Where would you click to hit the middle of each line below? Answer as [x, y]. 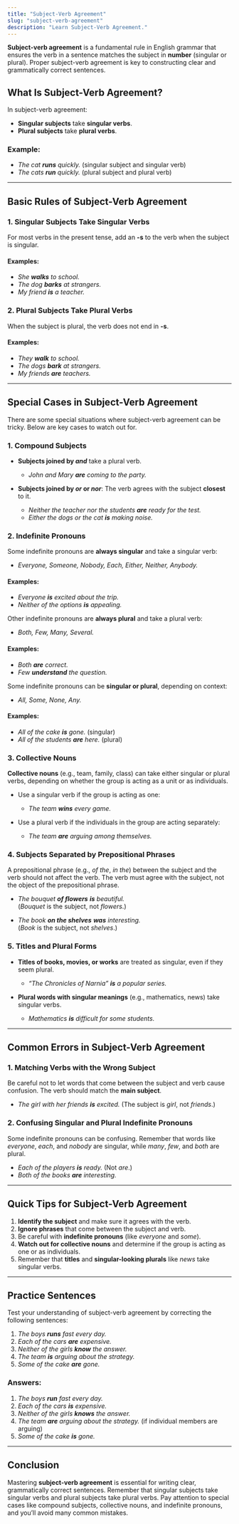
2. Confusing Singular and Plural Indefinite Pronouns [100, 1123]
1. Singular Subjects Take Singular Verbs [79, 221]
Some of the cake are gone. [59, 1365]
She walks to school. [48, 277]
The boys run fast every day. [60, 1398]
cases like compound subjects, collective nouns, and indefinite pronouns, [115, 1505]
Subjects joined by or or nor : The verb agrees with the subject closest [121, 488]
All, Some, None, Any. [49, 700]
